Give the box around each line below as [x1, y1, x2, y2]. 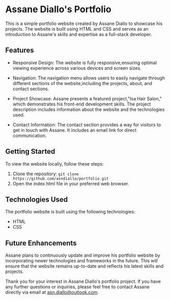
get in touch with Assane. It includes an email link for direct [12, 127, 137, 133]
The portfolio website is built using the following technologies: [5, 209, 136, 215]
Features [5, 46, 34, 54]
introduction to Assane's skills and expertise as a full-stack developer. [5, 31, 152, 37]
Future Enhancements [5, 238, 77, 248]
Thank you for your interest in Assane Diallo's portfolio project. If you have [5, 279, 161, 285]
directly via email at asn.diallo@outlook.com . [5, 289, 99, 295]
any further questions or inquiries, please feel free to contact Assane [5, 284, 150, 290]
